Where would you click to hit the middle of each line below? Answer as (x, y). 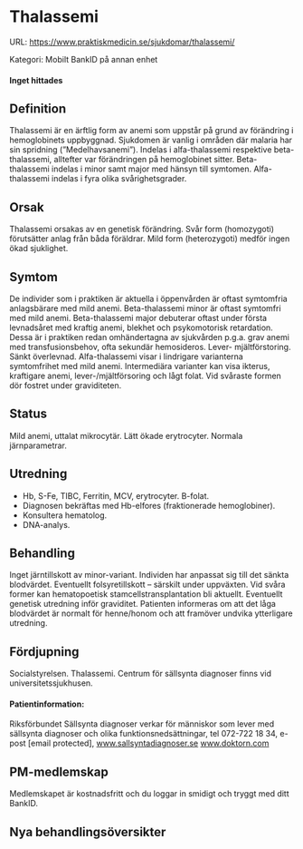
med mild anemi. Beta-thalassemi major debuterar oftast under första (138, 317)
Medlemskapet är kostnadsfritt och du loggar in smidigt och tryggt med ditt (149, 794)
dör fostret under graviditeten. (66, 385)
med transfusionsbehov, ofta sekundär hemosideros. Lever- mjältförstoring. (150, 346)
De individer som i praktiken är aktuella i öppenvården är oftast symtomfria (148, 298)
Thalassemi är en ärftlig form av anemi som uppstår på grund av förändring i (151, 131)
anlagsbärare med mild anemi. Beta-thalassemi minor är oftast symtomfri (146, 308)
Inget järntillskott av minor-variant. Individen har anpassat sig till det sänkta (149, 575)
